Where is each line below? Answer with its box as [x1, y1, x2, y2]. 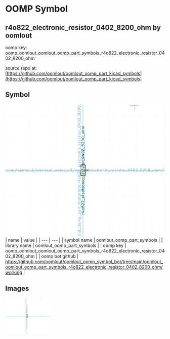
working [5, 269, 23, 276]
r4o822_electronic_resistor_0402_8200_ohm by [5, 23, 161, 32]
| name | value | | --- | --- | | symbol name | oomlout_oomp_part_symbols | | [5, 237, 163, 243]
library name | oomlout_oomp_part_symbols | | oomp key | [5, 242, 126, 248]
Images [5, 284, 29, 292]
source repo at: [5, 65, 37, 71]
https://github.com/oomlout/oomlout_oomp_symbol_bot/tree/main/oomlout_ [5, 259, 163, 265]
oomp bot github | [41, 253, 79, 260]
